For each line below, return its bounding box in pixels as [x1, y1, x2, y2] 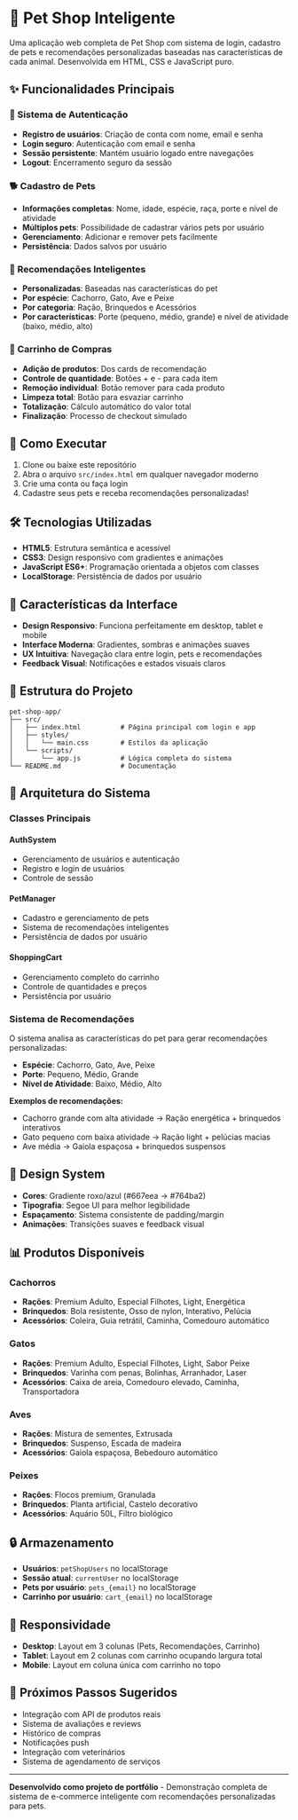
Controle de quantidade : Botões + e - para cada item [21, 373, 218, 383]
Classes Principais [9, 812, 91, 824]
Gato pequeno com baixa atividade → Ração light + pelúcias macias [21, 1131, 271, 1142]
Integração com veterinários [21, 1746, 126, 1757]
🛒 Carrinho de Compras [9, 343, 113, 356]
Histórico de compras [21, 1728, 102, 1738]
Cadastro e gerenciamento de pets [21, 913, 149, 924]
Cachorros [9, 1277, 56, 1289]
